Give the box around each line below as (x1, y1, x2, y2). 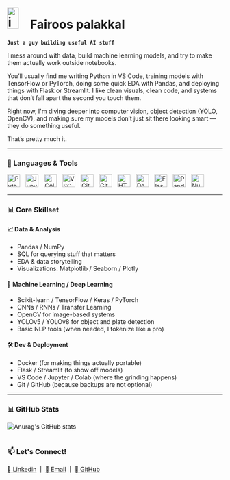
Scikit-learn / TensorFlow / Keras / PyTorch (16, 295, 139, 304)
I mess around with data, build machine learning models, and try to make (7, 51, 212, 60)
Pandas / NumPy (16, 243, 65, 251)
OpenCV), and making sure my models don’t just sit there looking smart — (7, 114, 217, 123)
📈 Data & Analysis (7, 225, 61, 233)
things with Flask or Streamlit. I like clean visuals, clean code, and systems (7, 86, 218, 94)
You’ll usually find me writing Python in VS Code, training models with (7, 72, 204, 80)
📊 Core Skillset (7, 205, 60, 215)
